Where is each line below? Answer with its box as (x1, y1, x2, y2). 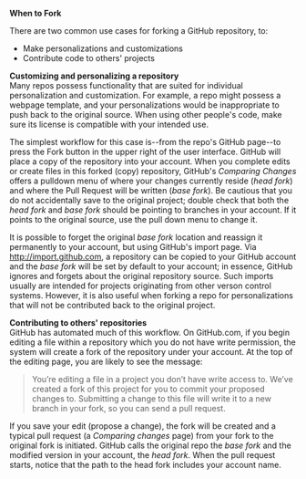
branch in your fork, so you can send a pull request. (31, 403, 226, 413)
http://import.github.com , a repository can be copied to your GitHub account (9, 251, 297, 262)
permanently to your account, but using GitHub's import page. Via (9, 242, 257, 252)
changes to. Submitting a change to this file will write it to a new (31, 393, 271, 404)
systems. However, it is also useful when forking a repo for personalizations (9, 290, 294, 300)
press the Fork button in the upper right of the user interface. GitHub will (9, 146, 281, 157)
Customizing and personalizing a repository (9, 70, 179, 81)
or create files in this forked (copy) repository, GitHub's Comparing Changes (9, 166, 297, 176)
